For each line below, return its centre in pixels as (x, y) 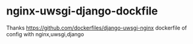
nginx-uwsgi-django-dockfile (82, 11)
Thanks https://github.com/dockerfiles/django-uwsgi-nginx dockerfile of (96, 28)
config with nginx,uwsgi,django (45, 34)
